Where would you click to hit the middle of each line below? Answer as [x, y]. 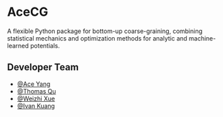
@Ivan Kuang [36, 106]
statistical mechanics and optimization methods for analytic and [97, 38]
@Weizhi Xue [36, 98]
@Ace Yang [34, 84]
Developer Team [43, 67]
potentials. [45, 45]
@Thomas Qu [36, 91]
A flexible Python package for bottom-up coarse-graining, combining [105, 31]
